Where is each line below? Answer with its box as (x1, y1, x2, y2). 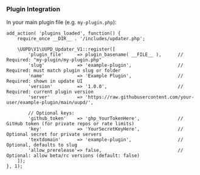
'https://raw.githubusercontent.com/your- (84, 94, 195, 100)
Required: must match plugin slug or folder (6, 67, 121, 74)
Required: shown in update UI (6, 78, 83, 84)
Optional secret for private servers (6, 131, 102, 138)
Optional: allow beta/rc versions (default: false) (6, 153, 140, 159)
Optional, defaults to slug (6, 142, 78, 148)
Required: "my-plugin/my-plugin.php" (6, 57, 102, 63)
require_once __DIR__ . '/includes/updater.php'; (17, 36, 146, 42)
